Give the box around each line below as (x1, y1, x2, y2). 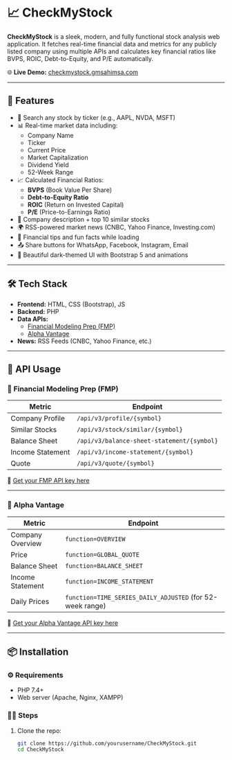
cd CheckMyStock (17, 746, 64, 753)
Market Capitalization (27, 153, 88, 161)
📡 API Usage (7, 363, 61, 375)
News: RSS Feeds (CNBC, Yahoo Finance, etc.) (17, 337, 152, 345)
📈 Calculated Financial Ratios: (17, 175, 104, 184)
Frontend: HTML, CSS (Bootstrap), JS (17, 300, 126, 308)
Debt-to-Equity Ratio (27, 193, 89, 201)
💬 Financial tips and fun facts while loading (17, 233, 139, 241)
